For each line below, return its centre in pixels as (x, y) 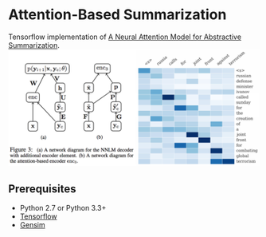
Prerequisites (42, 189)
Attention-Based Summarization (117, 15)
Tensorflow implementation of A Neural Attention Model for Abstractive (125, 37)
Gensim (32, 225)
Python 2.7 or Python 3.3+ (63, 208)
